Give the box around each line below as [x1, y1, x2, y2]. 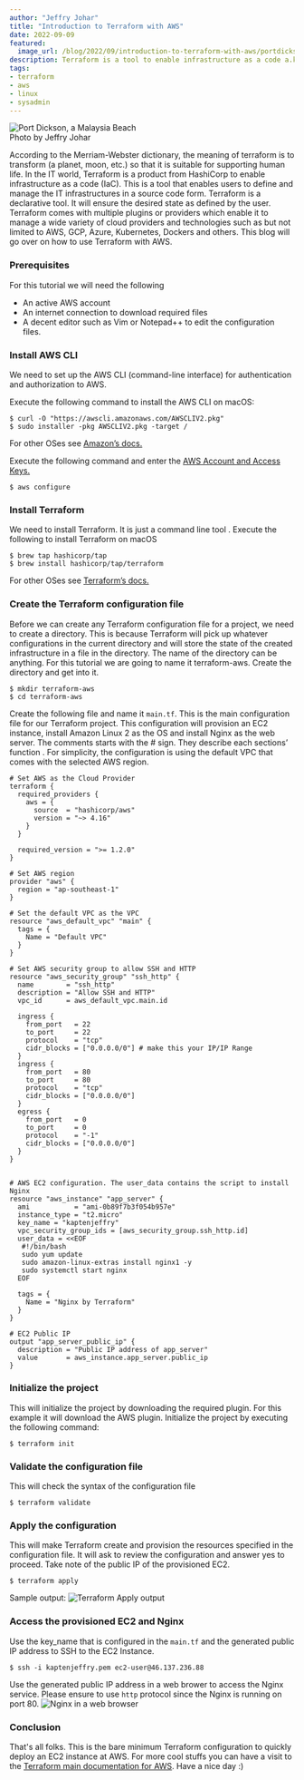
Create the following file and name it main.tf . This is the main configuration [9, 708, 290, 719]
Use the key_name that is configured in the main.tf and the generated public [9, 1636, 295, 1647]
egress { [17, 1107, 51, 1116]
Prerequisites [9, 259, 70, 272]
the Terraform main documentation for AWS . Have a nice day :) [9, 1761, 244, 1772]
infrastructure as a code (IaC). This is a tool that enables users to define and [9, 179, 294, 190]
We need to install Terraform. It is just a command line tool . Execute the [9, 524, 278, 535]
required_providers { [17, 790, 100, 799]
